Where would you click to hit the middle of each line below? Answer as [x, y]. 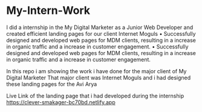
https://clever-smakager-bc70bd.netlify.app [61, 102]
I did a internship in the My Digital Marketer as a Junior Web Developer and [100, 27]
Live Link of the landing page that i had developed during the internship [95, 96]
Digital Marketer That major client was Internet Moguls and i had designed [99, 77]
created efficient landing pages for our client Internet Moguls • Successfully [101, 33]
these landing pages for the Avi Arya [52, 84]
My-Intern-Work [48, 11]
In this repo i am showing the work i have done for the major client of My [96, 71]
